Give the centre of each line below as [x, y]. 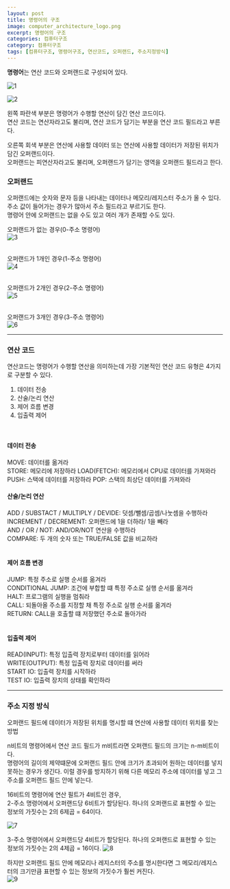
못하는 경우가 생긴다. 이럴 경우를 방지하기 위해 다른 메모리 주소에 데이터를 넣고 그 [115, 771]
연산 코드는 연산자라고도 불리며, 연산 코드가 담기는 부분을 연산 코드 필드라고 [107, 121]
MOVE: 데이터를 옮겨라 [38, 462]
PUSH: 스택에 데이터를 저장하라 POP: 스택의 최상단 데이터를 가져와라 [99, 479]
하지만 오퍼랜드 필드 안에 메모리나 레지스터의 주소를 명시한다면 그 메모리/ [104, 862]
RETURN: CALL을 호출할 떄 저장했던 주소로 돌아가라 [77, 614]
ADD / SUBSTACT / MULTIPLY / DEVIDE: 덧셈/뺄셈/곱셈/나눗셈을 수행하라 [107, 512]
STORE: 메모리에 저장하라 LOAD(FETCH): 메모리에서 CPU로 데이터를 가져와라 [112, 471]
